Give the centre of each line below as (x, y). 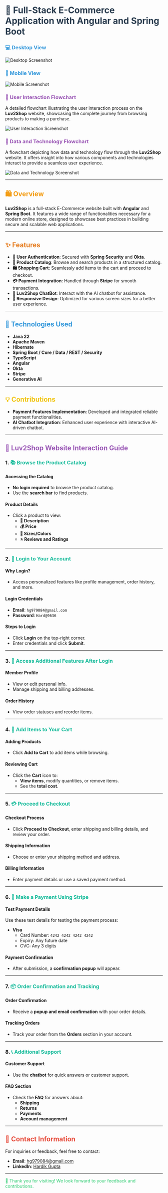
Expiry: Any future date (43, 941)
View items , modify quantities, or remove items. (69, 780)
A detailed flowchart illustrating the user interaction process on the (74, 108)
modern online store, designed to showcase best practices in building (77, 219)
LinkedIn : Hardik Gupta (36, 1166)
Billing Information (25, 868)
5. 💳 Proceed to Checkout (38, 804)
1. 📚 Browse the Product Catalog (46, 462)
